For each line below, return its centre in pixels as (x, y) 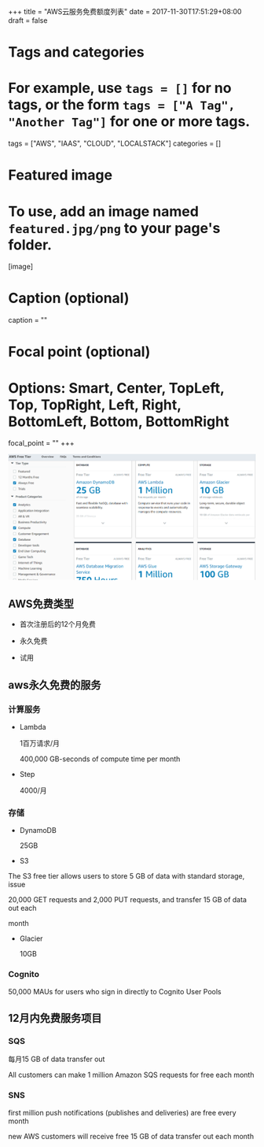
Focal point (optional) (79, 352)
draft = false (28, 20)
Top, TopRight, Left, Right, (95, 405)
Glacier (31, 938)
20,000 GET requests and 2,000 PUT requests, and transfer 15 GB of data (128, 900)
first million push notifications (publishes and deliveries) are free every (123, 1112)
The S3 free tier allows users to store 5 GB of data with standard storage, (126, 876)
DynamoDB (38, 831)
